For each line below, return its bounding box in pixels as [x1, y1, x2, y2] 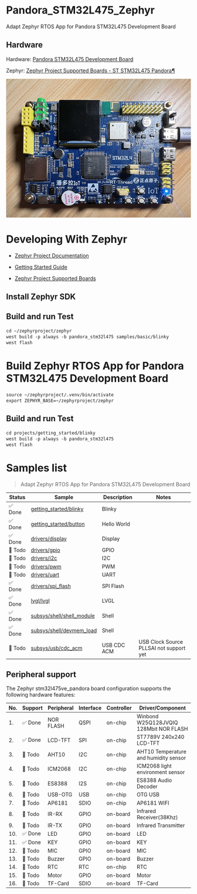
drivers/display [30, 535, 67, 542]
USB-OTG [47, 791, 73, 798]
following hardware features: [6, 691, 76, 698]
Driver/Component [139, 704, 186, 711]
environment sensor [137, 768, 185, 775]
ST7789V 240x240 [137, 734, 185, 741]
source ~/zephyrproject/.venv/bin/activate [6, 392, 114, 398]
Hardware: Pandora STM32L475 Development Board [6, 55, 134, 62]
